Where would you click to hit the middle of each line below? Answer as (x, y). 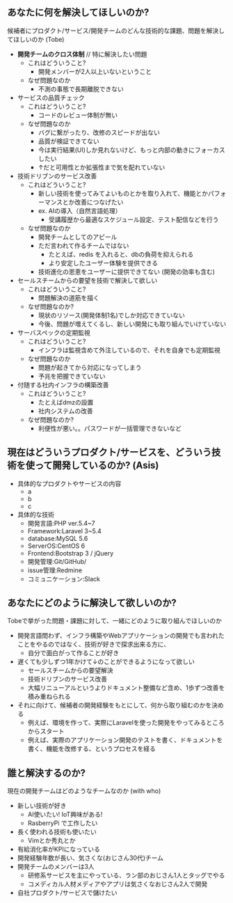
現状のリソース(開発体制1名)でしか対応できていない (112, 315)
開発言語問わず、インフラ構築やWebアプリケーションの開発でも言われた (121, 636)
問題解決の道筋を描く (69, 297)
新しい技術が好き (42, 806)
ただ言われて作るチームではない (83, 245)
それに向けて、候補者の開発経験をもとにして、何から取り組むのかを (114, 705)
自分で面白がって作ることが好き (73, 653)
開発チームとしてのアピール (78, 237)
